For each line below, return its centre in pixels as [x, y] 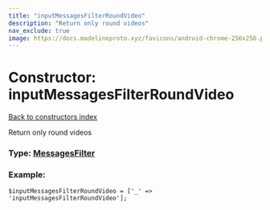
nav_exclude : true [39, 30]
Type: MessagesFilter [52, 153]
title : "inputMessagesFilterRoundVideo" [77, 16]
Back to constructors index [53, 117]
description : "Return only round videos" [79, 23]
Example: [27, 175]
